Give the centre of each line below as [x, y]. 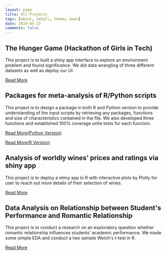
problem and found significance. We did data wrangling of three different [80, 65]
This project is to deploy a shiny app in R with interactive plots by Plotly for [81, 177]
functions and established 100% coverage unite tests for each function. [78, 123]
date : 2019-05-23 [23, 23]
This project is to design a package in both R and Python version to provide [82, 107]
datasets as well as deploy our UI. [40, 70]
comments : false [22, 28]
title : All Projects [27, 14]
